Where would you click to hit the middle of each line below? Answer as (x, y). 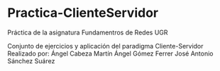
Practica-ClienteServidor (83, 13)
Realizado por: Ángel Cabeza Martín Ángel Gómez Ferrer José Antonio (110, 53)
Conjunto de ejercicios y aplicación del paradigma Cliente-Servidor (105, 46)
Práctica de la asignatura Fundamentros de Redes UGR (88, 32)
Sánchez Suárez (31, 60)
